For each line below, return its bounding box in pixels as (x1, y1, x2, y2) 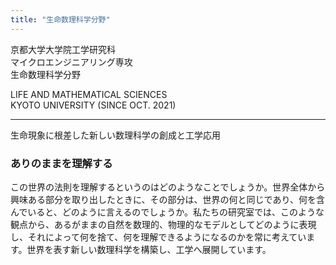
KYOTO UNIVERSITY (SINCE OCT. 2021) (10, 99, 177, 111)
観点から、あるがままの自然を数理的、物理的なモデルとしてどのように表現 (10, 218, 317, 230)
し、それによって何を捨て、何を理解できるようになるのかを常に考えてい (10, 231, 307, 243)
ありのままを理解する (10, 156, 113, 170)
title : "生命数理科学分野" (10, 14, 111, 25)
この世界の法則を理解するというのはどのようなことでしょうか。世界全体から (10, 181, 326, 193)
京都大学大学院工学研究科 (10, 43, 116, 55)
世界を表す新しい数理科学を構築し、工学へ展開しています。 (26, 243, 272, 255)
